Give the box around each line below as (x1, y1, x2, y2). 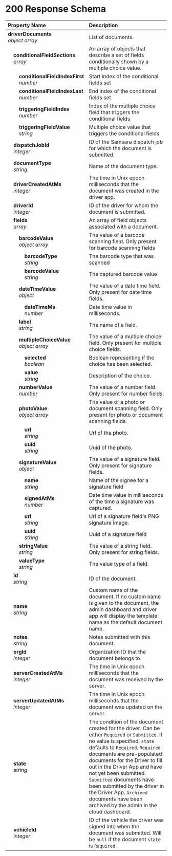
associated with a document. (89, 223, 158, 230)
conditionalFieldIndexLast (18, 87, 83, 95)
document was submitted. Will (89, 829, 162, 836)
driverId (13, 201, 33, 209)
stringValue (18, 542, 48, 549)
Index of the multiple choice (89, 102, 156, 109)
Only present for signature (89, 462, 152, 469)
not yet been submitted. (89, 769, 146, 776)
